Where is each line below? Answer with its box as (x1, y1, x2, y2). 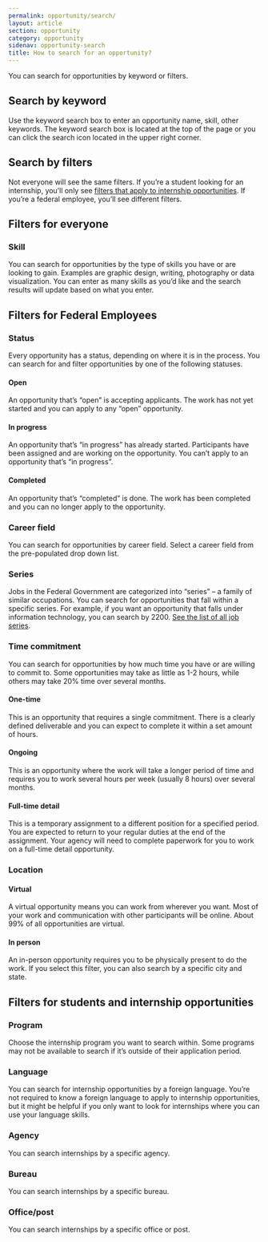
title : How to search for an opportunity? (8, 49, 152, 57)
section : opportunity (8, 26, 81, 34)
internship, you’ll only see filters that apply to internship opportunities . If (8, 185, 246, 195)
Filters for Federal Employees (8, 308, 158, 322)
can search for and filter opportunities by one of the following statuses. (8, 359, 243, 369)
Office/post (8, 1206, 54, 1217)
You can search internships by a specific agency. (8, 1148, 170, 1158)
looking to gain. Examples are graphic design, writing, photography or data (8, 268, 254, 277)
